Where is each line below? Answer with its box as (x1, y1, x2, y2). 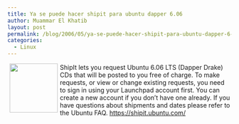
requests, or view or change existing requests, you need (60, 78, 225, 86)
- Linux (14, 43, 37, 51)
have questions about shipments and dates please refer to (60, 101, 230, 109)
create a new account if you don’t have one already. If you (60, 93, 230, 102)
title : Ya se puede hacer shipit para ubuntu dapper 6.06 (7, 10, 183, 18)
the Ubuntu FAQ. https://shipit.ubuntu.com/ (60, 108, 186, 117)
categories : (7, 37, 43, 44)
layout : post (7, 24, 46, 31)
